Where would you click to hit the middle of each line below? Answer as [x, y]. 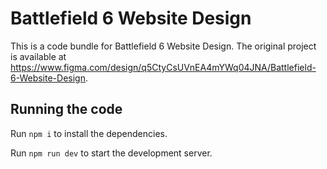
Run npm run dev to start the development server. [111, 153]
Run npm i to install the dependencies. [89, 133]
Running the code [66, 109]
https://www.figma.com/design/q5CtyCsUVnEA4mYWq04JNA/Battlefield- [163, 67]
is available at [38, 56]
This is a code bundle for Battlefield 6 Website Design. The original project [163, 46]
